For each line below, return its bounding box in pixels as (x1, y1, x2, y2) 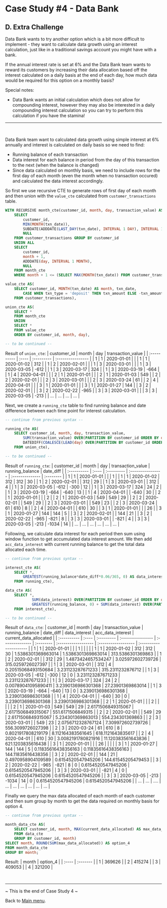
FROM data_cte (14, 831, 43, 836)
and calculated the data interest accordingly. (12, 178, 104, 184)
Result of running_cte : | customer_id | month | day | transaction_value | (5, 463, 150, 469)
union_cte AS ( (5, 304, 35, 309)
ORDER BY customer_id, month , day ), (14, 332, 90, 337)
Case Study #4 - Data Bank (5, 3, 119, 14)
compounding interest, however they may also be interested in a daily (12, 102, 155, 108)
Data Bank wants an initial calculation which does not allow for (12, 97, 140, 103)
